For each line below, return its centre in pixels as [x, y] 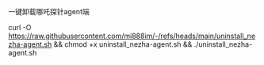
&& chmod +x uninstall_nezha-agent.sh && [123, 44]
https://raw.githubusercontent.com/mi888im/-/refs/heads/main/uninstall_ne [132, 36]
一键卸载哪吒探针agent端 [49, 11]
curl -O [20, 27]
